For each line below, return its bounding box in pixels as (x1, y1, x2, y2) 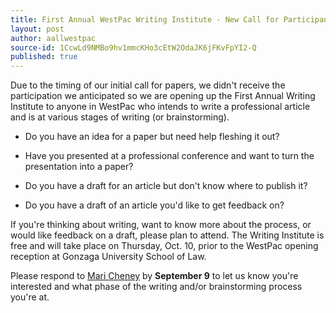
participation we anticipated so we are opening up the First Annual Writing (10, 90, 316, 102)
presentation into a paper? (24, 161, 134, 173)
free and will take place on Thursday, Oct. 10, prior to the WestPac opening (10, 240, 319, 252)
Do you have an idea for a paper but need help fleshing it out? (24, 131, 280, 143)
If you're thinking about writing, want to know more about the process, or (10, 219, 312, 231)
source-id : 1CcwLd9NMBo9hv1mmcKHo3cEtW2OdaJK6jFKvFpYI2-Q (10, 42, 257, 53)
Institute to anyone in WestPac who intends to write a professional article (10, 101, 311, 113)
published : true (10, 52, 78, 62)
